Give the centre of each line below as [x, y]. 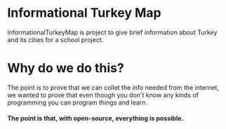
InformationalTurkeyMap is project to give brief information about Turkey [112, 32]
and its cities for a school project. [55, 39]
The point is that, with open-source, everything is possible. [95, 118]
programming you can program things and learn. [78, 102]
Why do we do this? [66, 68]
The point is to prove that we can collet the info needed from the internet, [113, 87]
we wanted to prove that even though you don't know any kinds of [103, 95]
